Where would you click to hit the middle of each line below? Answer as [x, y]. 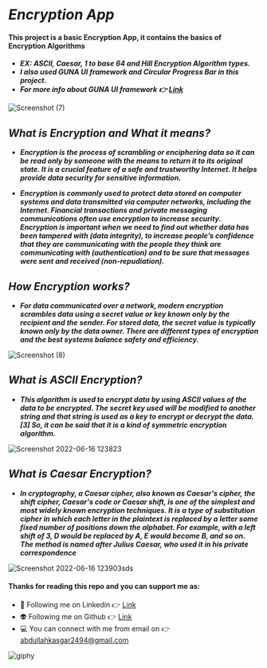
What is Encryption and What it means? [110, 133]
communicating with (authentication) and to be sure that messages [134, 252]
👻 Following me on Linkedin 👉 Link [78, 604]
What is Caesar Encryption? [80, 474]
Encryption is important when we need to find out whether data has [134, 227]
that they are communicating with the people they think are [120, 245]
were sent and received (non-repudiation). [92, 261]
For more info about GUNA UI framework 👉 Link [101, 89]
